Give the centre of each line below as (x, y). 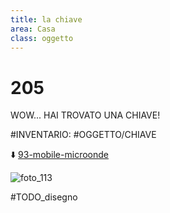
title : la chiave (46, 19)
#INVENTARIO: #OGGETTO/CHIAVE (83, 135)
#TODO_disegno (44, 197)
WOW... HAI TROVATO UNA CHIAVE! (85, 115)
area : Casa (33, 29)
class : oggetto (42, 38)
